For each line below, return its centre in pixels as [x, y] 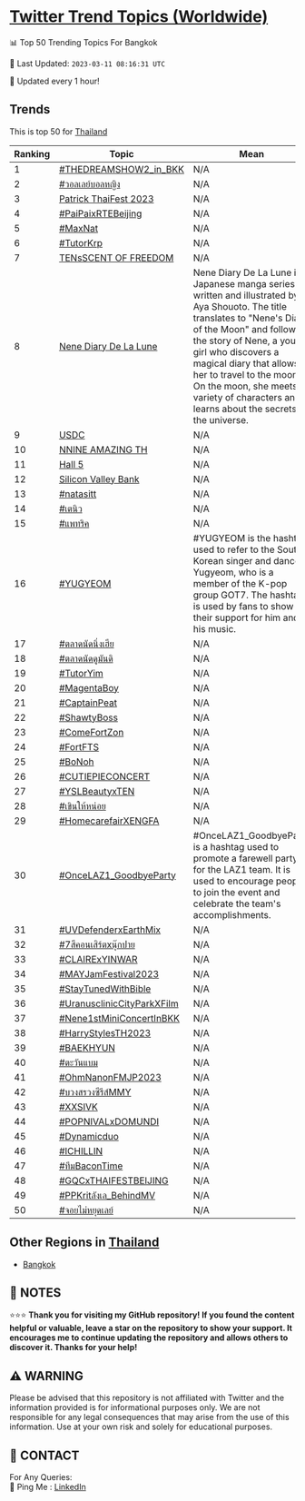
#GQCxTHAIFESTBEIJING [114, 1180]
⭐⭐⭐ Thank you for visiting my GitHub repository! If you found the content [152, 1315]
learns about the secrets [245, 409]
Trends [30, 109]
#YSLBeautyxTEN [97, 791]
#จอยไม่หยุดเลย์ [86, 1210]
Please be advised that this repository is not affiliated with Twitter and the [147, 1398]
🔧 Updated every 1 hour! [54, 81]
